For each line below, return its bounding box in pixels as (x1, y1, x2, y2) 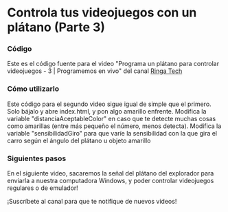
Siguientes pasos (7, 153, 67, 163)
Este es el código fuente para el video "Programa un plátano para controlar (7, 60, 220, 68)
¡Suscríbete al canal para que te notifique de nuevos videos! (7, 198, 177, 206)
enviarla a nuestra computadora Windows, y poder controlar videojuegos (7, 177, 214, 185)
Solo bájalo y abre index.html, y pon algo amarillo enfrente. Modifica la (7, 107, 207, 115)
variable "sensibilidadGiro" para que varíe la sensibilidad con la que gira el (7, 129, 218, 137)
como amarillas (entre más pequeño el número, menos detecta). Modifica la (7, 122, 222, 130)
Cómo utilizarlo (7, 84, 60, 94)
